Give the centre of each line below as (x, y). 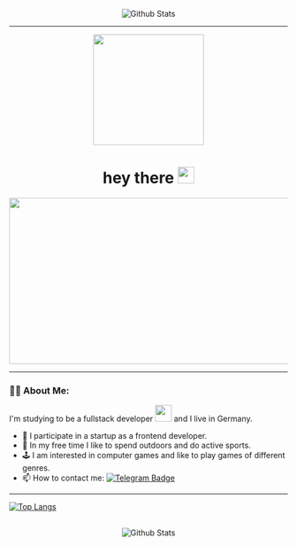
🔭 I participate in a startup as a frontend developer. (114, 436)
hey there (139, 178)
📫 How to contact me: (63, 478)
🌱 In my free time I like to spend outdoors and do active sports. (137, 445)
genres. (36, 468)
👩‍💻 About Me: (39, 390)
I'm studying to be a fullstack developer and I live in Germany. (131, 419)
